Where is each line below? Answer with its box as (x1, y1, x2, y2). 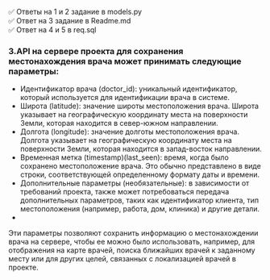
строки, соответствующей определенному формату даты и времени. (19, 169, 260, 180)
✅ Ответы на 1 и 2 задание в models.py (8, 7, 143, 16)
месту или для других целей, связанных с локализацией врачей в (8, 254, 236, 264)
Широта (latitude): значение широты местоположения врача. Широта (19, 101, 260, 111)
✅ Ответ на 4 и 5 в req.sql (8, 25, 97, 35)
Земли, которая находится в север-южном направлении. (19, 119, 219, 128)
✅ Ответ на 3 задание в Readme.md (8, 16, 131, 25)
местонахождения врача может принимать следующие (8, 56, 242, 67)
